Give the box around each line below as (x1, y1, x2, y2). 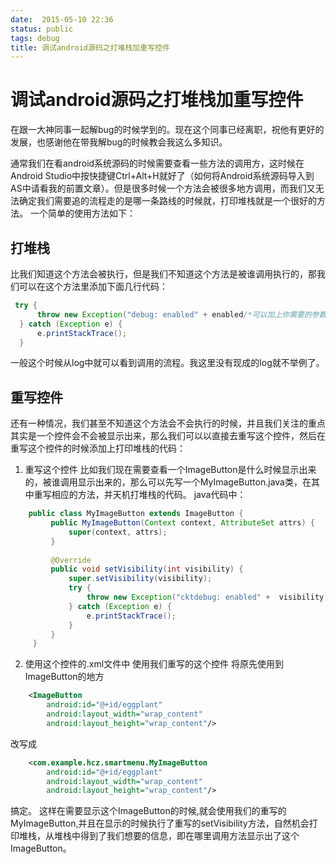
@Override (50, 555, 92, 565)
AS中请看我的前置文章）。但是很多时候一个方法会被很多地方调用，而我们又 (10, 182, 316, 195)
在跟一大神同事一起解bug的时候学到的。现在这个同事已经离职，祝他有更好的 (10, 124, 325, 136)
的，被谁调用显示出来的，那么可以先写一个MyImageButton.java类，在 (24, 476, 312, 488)
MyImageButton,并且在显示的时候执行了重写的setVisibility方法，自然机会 (10, 817, 310, 830)
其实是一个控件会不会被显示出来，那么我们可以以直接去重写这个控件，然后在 (10, 430, 326, 442)
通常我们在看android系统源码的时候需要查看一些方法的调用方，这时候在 (10, 157, 305, 170)
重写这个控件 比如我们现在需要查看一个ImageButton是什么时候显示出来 (24, 464, 317, 476)
